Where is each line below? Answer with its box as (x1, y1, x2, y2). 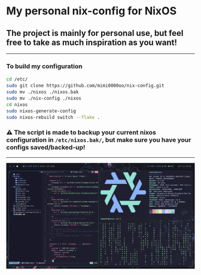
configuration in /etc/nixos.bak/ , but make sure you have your (6, 136, 191, 144)
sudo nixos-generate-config (6, 108, 77, 114)
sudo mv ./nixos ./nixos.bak (6, 89, 79, 95)
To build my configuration (6, 62, 83, 70)
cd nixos (6, 102, 28, 108)
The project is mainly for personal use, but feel (6, 28, 184, 38)
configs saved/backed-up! (6, 143, 86, 152)
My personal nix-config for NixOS (6, 4, 177, 18)
